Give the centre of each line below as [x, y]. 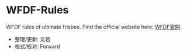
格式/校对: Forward [37, 46]
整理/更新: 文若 [32, 39]
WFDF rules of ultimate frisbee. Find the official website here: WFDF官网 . [94, 27]
